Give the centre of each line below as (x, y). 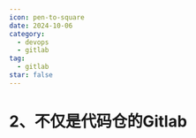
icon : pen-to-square (47, 17)
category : (27, 34)
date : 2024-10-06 (41, 26)
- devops (33, 42)
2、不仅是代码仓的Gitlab (98, 121)
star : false (31, 75)
